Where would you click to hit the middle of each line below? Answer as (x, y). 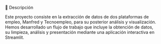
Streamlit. (15, 37)
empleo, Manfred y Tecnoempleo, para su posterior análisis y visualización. (81, 22)
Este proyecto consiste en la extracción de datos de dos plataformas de (77, 17)
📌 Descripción (19, 7)
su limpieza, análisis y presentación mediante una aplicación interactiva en (80, 32)
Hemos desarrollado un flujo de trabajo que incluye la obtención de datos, (79, 27)
